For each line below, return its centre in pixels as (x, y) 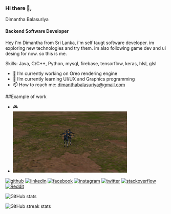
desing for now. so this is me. (36, 53)
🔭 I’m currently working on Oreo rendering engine (65, 73)
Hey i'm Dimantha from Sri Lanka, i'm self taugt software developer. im (80, 43)
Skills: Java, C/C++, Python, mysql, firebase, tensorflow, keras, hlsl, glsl (81, 63)
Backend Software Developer (37, 31)
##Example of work (26, 96)
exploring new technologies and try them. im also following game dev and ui (86, 48)
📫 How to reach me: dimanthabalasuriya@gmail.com (69, 85)
